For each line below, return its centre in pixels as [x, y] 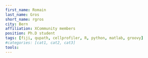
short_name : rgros [24, 19]
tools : [12, 47]
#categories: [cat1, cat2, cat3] [40, 43]
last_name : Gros [22, 15]
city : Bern [17, 24]
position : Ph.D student [30, 33]
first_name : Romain [26, 10]
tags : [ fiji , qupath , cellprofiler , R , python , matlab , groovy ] [74, 38]
